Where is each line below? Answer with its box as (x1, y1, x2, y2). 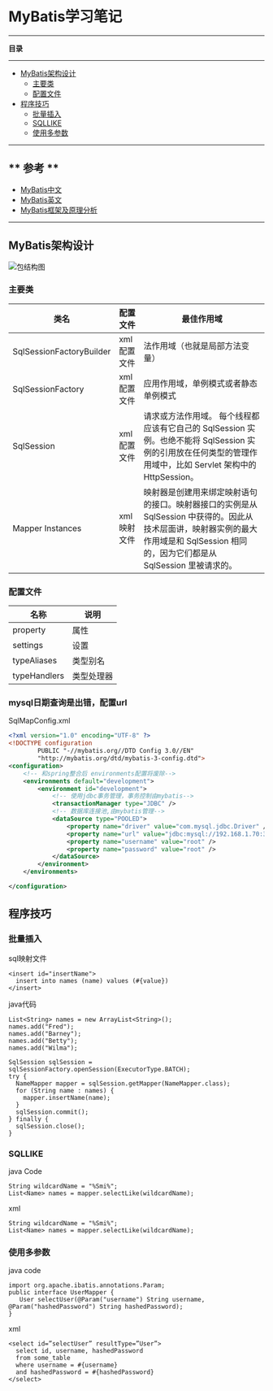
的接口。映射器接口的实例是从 (143, 498, 258, 510)
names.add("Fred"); (8, 1022, 75, 1031)
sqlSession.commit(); (15, 1107, 89, 1116)
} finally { (8, 1115, 49, 1123)
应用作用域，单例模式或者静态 (143, 377, 258, 389)
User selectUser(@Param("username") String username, (19, 1296, 206, 1304)
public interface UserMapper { (8, 1289, 115, 1297)
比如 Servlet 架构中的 (175, 459, 257, 470)
